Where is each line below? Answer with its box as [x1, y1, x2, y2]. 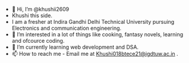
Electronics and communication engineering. [11, 24, 122, 31]
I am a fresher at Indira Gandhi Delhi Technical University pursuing [11, 18, 175, 25]
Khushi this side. [11, 12, 52, 19]
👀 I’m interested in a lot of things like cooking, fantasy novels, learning [11, 31, 184, 38]
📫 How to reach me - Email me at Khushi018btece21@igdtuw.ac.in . [11, 51, 178, 57]
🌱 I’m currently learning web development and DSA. [11, 43, 138, 51]
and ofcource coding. [11, 37, 65, 44]
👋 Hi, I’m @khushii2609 [11, 6, 70, 12]
